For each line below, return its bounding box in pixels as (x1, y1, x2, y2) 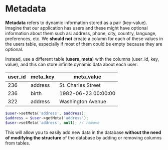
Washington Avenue (59, 98, 107, 105)
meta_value (73, 73, 102, 80)
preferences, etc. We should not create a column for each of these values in (5, 36, 163, 42)
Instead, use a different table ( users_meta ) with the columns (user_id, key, (5, 56, 159, 62)
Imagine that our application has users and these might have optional (5, 25, 148, 31)
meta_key (31, 73, 55, 80)
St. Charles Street (59, 81, 101, 88)
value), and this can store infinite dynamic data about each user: (5, 61, 138, 67)
